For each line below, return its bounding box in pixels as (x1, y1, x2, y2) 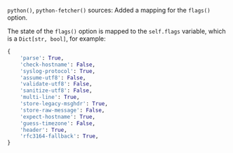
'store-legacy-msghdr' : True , (20, 100, 109, 107)
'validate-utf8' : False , (20, 81, 93, 88)
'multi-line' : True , (20, 94, 80, 101)
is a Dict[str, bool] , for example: (7, 34, 107, 43)
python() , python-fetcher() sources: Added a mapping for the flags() (7, 6, 211, 14)
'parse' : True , (20, 54, 65, 62)
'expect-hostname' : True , (20, 113, 96, 120)
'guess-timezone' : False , (20, 119, 96, 127)
